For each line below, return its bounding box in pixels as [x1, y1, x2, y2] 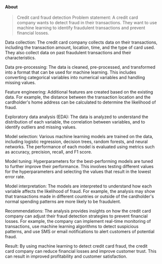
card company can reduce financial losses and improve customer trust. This [5, 248, 157, 254]
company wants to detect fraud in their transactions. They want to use [16, 20, 157, 26]
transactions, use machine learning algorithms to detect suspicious [5, 223, 139, 230]
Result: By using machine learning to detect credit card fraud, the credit [5, 243, 147, 249]
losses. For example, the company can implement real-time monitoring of [5, 218, 151, 224]
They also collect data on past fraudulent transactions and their [5, 50, 132, 56]
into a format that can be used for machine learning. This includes [5, 69, 136, 75]
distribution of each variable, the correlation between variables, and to [5, 119, 145, 125]
